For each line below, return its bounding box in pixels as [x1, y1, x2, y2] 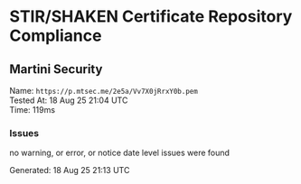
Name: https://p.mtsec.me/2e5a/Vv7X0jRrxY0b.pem [9, 86, 199, 96]
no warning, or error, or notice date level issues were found [9, 147, 230, 159]
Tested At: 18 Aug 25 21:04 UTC [9, 95, 128, 106]
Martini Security [9, 61, 103, 77]
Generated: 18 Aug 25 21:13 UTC [9, 165, 130, 176]
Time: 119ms [9, 105, 56, 115]
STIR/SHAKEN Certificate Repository [9, 6, 293, 27]
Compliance [9, 25, 102, 46]
